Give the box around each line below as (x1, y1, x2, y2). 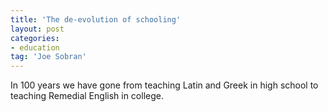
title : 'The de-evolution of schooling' (10, 14, 182, 25)
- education (10, 42, 60, 53)
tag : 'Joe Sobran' (10, 52, 87, 62)
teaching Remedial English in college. (10, 90, 164, 102)
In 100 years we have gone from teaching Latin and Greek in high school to (10, 79, 319, 91)
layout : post (10, 24, 65, 34)
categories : (10, 33, 60, 43)
